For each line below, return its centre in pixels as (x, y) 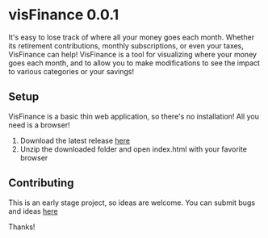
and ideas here (33, 211)
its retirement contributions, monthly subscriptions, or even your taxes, (126, 45)
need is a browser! (39, 125)
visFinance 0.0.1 (64, 15)
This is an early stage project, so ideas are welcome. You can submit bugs (132, 203)
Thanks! (22, 227)
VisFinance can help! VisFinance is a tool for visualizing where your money (132, 54)
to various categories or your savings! (71, 71)
